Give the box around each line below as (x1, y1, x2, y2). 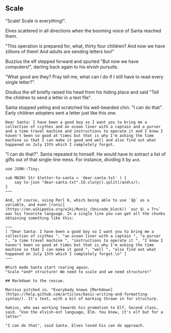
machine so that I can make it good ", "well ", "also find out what (5, 247, 157, 252)
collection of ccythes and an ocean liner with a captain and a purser (5, 124, 161, 129)
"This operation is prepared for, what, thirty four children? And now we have (5, 43, 165, 49)
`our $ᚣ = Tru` (128, 207, 161, 212)
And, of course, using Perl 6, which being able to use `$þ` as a (5, 197, 150, 203)
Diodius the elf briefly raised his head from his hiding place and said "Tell (5, 89, 159, 95)
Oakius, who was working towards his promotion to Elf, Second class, (5, 305, 159, 310)
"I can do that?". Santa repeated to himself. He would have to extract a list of (5, 151, 166, 157)
